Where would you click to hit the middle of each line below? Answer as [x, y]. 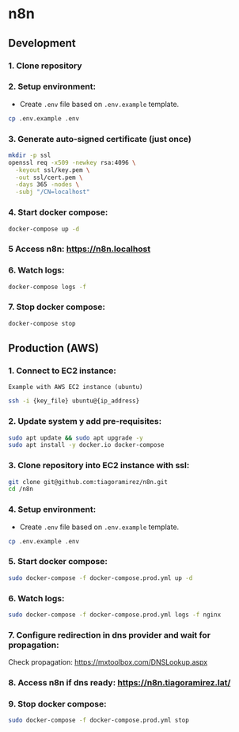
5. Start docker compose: [58, 562]
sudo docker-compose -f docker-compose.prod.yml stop [99, 721]
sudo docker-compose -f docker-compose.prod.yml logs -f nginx [115, 615]
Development [42, 43]
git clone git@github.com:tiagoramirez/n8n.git [88, 482]
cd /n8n [21, 489]
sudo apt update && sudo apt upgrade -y [76, 438]
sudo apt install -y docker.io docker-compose [86, 445]
